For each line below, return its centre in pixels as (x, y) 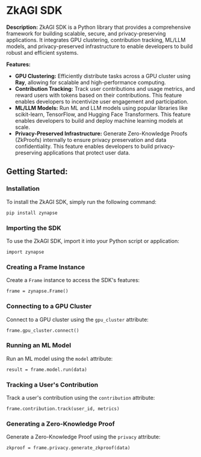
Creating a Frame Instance (46, 267)
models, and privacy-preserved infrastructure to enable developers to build (100, 46)
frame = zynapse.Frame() (37, 291)
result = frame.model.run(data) (47, 370)
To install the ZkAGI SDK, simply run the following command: (81, 201)
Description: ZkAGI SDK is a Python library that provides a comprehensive (99, 27)
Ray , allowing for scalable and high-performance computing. (91, 82)
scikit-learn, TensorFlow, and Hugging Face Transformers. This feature (103, 114)
